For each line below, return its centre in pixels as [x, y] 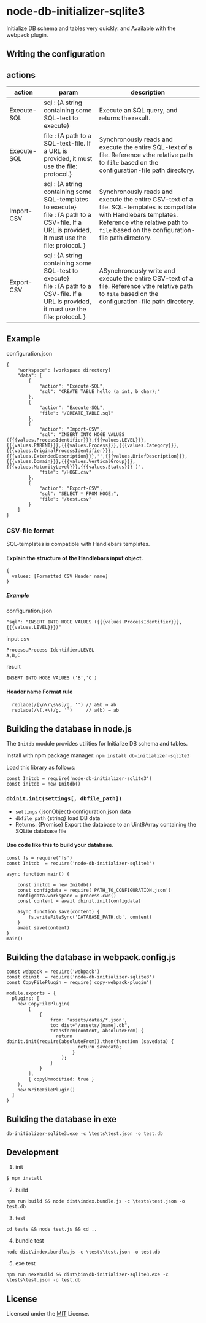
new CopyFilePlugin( [44, 1004]
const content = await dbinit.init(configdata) [79, 901]
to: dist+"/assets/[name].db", [90, 1025]
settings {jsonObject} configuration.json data [73, 811]
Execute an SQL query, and [138, 111]
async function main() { [38, 874]
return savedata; [100, 1047]
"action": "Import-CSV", [71, 429]
